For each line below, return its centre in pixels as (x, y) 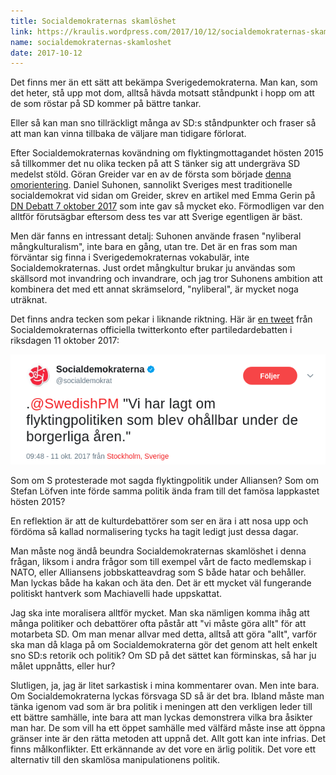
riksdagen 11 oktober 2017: (65, 341)
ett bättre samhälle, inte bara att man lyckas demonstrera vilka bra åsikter (161, 717)
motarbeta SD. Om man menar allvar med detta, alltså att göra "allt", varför (163, 634)
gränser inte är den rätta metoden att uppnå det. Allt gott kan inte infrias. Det (168, 739)
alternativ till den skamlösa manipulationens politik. (115, 760)
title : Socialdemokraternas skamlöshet (93, 21)
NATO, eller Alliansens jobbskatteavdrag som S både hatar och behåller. (158, 572)
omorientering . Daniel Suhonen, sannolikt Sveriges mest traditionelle (151, 185)
